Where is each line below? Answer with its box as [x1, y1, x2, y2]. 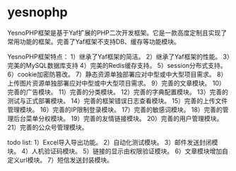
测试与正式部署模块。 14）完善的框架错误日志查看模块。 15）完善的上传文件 [7, 96, 228, 105]
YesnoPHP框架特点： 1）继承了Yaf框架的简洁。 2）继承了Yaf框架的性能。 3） [7, 52, 230, 61]
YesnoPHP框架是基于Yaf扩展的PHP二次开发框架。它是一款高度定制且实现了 [7, 28, 228, 37]
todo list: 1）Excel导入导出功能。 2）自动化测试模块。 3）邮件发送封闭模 [7, 138, 218, 146]
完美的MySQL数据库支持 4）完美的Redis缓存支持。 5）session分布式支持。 [7, 61, 228, 69]
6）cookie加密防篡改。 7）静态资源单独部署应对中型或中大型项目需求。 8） [7, 70, 228, 78]
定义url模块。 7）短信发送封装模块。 [7, 155, 114, 164]
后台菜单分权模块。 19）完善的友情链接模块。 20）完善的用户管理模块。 [13, 114, 223, 122]
